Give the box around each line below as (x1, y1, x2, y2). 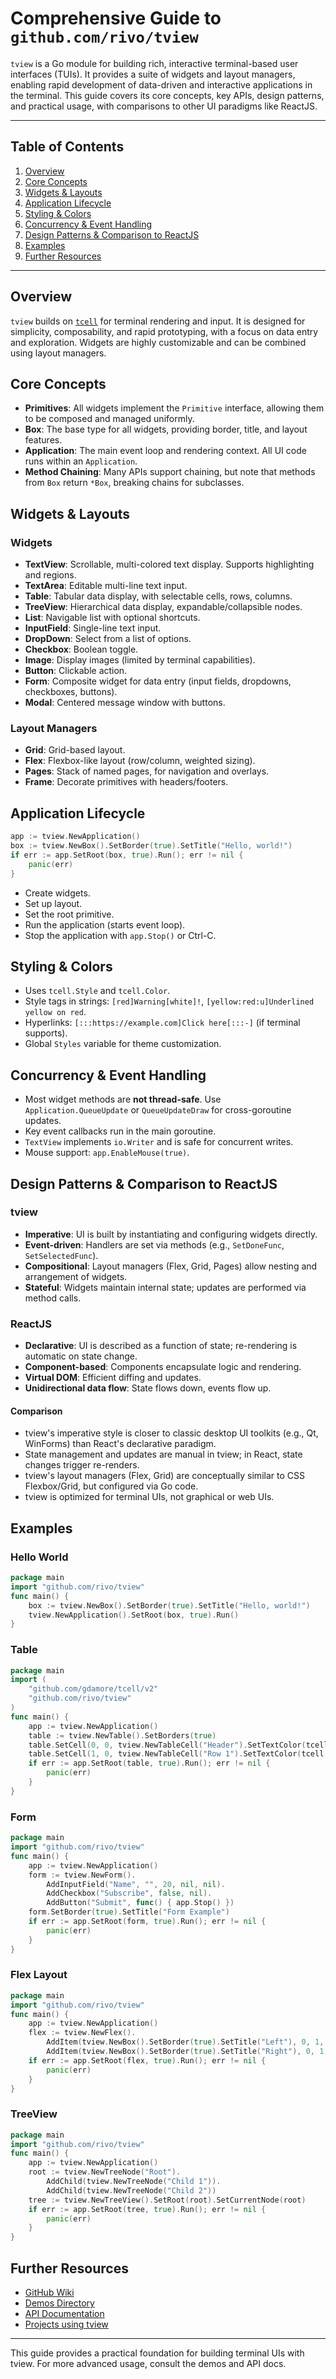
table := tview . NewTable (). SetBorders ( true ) (28, 1730, 217, 1741)
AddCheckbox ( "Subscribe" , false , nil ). (46, 1888, 213, 1899)
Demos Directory (24, 2297, 95, 2309)
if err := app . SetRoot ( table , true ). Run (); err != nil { (28, 1758, 271, 1769)
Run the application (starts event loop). (24, 918, 186, 931)
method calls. (24, 1292, 82, 1304)
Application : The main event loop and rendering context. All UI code (24, 445, 307, 457)
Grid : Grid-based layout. (24, 744, 126, 756)
